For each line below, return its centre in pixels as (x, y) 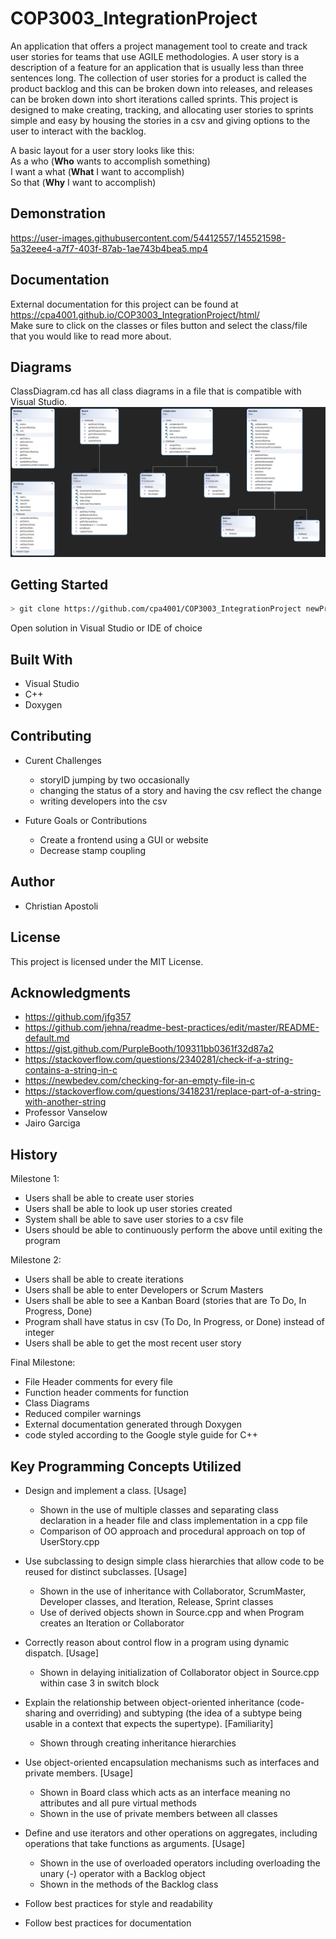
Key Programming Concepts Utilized (126, 1466)
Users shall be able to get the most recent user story (133, 1343)
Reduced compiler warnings (83, 1414)
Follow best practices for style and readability (118, 1903)
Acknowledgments (71, 992)
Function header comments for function (106, 1393)
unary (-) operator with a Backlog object (122, 1873)
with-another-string (65, 1102)
